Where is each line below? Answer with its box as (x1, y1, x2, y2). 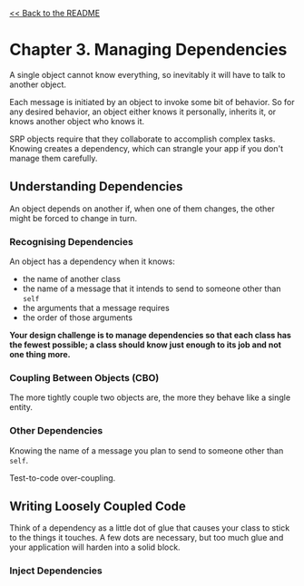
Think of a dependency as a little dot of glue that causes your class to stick (9, 523, 290, 533)
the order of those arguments (22, 312, 133, 323)
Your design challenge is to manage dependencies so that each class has (9, 330, 292, 341)
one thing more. (9, 349, 71, 360)
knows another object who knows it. (9, 115, 145, 126)
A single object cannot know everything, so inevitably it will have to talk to (9, 69, 286, 80)
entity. (9, 402, 34, 413)
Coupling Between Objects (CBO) (9, 371, 160, 384)
